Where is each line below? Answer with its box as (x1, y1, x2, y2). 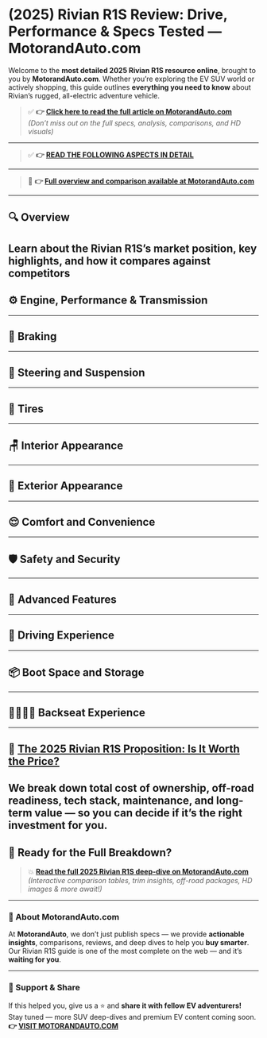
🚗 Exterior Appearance (8, 479, 123, 493)
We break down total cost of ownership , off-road (8, 781, 254, 795)
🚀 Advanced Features (8, 592, 117, 606)
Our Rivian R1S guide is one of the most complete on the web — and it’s (8, 947, 242, 956)
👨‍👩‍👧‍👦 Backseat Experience (8, 706, 145, 720)
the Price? (8, 754, 60, 768)
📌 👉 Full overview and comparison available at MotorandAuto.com (27, 176, 254, 186)
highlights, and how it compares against (8, 254, 211, 268)
